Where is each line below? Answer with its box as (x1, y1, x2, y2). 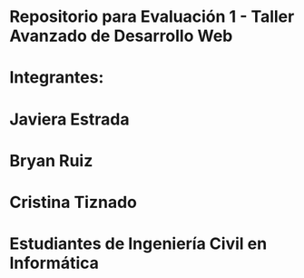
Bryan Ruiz (9, 150, 93, 171)
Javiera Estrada (9, 109, 130, 129)
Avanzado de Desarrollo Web (9, 25, 233, 46)
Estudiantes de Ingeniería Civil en (9, 233, 268, 254)
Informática (9, 253, 100, 273)
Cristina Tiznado (9, 192, 138, 213)
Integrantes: (9, 67, 104, 88)
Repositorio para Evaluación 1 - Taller (9, 6, 295, 27)
